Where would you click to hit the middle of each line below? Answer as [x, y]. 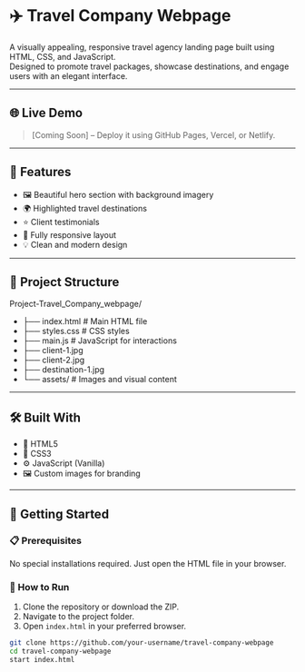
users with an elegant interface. [69, 75]
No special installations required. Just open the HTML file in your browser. [148, 563]
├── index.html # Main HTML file [85, 321]
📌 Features [40, 172]
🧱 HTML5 [40, 444]
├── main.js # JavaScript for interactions [99, 341]
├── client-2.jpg [54, 360]
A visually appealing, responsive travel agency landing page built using [142, 47]
